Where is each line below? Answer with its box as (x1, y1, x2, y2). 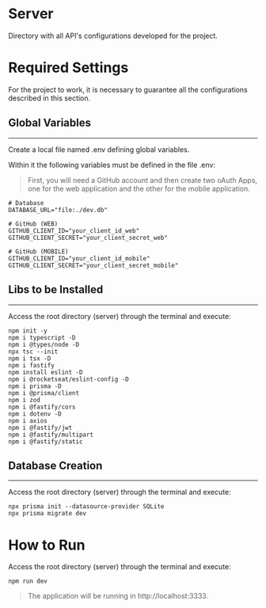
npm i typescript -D (8, 333, 77, 341)
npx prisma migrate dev (8, 510, 87, 518)
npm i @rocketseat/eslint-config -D (8, 375, 129, 383)
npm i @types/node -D (8, 340, 80, 348)
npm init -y (8, 326, 47, 335)
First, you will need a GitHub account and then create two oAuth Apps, (27, 175, 258, 184)
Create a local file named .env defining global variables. (8, 144, 190, 154)
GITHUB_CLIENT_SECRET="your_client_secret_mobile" (8, 261, 179, 269)
